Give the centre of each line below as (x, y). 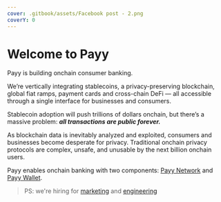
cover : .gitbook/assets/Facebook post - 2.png (75, 13)
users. (16, 157)
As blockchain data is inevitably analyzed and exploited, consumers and (109, 135)
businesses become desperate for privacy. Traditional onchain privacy (107, 143)
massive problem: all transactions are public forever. (84, 122)
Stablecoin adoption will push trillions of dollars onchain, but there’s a (106, 114)
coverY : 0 (21, 20)
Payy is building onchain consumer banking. (70, 73)
